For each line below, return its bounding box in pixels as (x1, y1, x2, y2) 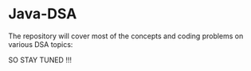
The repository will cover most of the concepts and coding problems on (8, 31, 244, 41)
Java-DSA (8, 5, 77, 23)
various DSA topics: (8, 39, 73, 49)
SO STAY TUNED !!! (8, 55, 72, 65)
